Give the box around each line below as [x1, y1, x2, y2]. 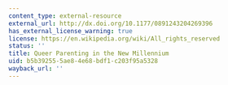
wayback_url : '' [8, 65, 64, 73]
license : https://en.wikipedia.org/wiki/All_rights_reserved [8, 34, 221, 43]
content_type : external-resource [8, 11, 122, 20]
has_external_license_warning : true [8, 27, 133, 35]
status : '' [8, 42, 46, 50]
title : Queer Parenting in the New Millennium [8, 49, 169, 57]
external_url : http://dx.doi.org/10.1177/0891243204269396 [8, 19, 213, 28]
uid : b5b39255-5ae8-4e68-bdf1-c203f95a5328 [8, 57, 159, 66]
